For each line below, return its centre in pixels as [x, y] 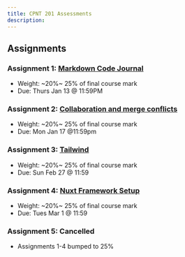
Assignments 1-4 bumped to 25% [65, 247]
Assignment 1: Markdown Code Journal [76, 68]
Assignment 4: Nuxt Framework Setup [74, 191]
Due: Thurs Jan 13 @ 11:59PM [60, 91]
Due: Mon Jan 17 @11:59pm [57, 132]
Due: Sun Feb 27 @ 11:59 [53, 172]
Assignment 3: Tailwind [48, 149]
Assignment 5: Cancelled [51, 231]
